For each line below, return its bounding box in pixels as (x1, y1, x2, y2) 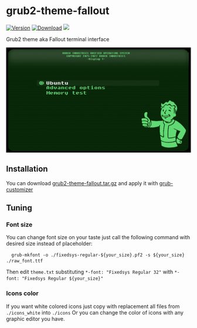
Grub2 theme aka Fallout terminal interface (6, 35, 110, 42)
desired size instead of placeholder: (6, 240, 93, 247)
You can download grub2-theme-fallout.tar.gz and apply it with (6, 179, 158, 186)
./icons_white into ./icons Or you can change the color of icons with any (6, 309, 184, 316)
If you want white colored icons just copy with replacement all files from (6, 303, 180, 310)
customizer (6, 186, 33, 193)
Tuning (6, 203, 32, 213)
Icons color (6, 289, 39, 297)
